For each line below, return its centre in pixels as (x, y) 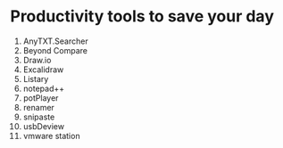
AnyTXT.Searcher (55, 41)
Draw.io (37, 60)
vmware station (51, 136)
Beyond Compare (55, 50)
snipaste (39, 117)
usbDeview (44, 126)
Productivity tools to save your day (142, 16)
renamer (38, 107)
